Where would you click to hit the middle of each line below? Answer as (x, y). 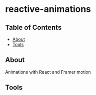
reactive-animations (48, 9)
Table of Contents (34, 27)
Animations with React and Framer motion (48, 72)
